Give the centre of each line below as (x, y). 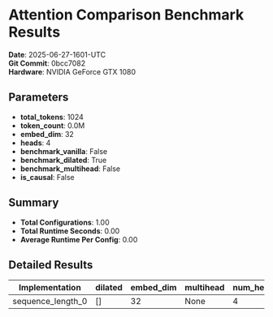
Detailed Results (51, 265)
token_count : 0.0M (52, 125)
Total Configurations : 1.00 (65, 222)
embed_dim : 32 (47, 134)
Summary (34, 203)
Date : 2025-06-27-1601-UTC (57, 54)
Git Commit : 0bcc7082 (47, 63)
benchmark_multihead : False (70, 169)
